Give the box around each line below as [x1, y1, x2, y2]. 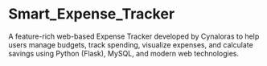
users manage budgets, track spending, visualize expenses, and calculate [8, 39, 253, 49]
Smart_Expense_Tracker [8, 5, 175, 23]
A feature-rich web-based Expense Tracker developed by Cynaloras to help [8, 31, 260, 41]
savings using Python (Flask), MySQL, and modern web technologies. [8, 48, 240, 58]
